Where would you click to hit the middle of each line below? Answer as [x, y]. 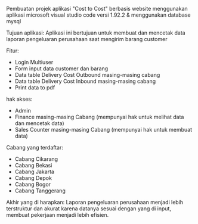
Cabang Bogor [33, 184]
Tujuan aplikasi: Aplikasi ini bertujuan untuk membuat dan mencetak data [96, 33]
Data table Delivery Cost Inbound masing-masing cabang [85, 81]
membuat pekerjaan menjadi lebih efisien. [58, 215]
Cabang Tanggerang [40, 191]
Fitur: [13, 51]
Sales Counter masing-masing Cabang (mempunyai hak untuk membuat [103, 130]
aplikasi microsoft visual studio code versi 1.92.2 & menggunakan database [98, 15]
